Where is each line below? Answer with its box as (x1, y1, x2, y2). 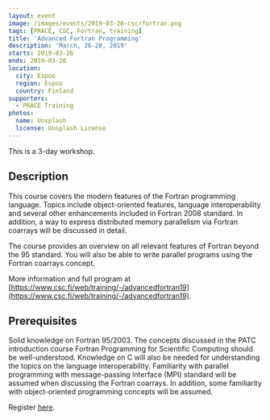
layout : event (8, 11, 56, 20)
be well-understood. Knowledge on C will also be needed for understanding (8, 352, 260, 363)
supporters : (8, 94, 48, 102)
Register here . (8, 402, 55, 412)
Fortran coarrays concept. (8, 258, 95, 268)
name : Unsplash (15, 117, 67, 125)
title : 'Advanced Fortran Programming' (8, 34, 143, 43)
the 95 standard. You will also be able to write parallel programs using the (8, 249, 252, 259)
